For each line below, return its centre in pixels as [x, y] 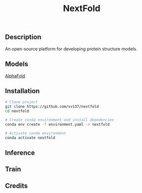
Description [23, 37]
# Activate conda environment [36, 133]
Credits [17, 185]
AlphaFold [15, 76]
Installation [22, 91]
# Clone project [21, 102]
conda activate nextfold [30, 138]
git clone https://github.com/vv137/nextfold [52, 107]
